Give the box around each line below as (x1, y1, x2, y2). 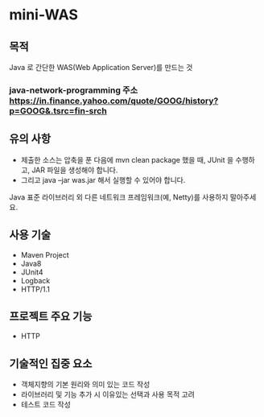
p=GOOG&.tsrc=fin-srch (9, 105, 107, 116)
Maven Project (20, 250, 69, 259)
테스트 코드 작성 (20, 400, 71, 410)
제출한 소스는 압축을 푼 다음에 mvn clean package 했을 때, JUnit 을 (20, 155, 234, 164)
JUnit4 (20, 267, 43, 277)
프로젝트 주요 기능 (9, 309, 93, 323)
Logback (20, 275, 51, 285)
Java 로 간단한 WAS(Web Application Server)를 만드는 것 (9, 63, 193, 72)
